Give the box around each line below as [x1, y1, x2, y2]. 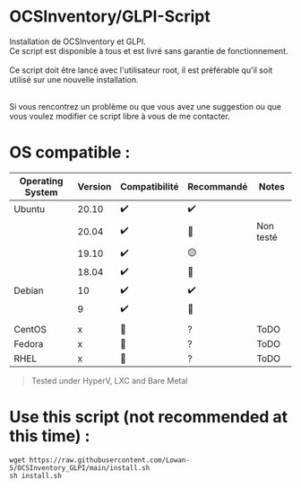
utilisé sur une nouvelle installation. [9, 74, 139, 84]
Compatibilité [119, 180, 179, 192]
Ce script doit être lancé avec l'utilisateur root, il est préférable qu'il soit [9, 65, 273, 75]
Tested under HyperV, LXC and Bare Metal [30, 375, 188, 386]
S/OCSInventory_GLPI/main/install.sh [9, 463, 150, 473]
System [24, 186, 58, 199]
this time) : [9, 426, 90, 447]
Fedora [13, 337, 44, 350]
